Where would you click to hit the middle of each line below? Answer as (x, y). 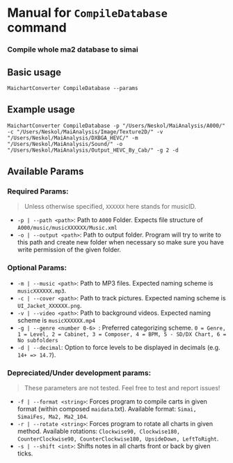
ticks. (25, 454)
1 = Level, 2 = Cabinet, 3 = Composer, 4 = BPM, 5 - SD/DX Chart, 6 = (122, 334)
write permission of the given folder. (69, 250)
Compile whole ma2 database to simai (73, 50)
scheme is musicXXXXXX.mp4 (56, 320)
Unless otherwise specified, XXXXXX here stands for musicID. (110, 207)
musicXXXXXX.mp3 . (42, 291)
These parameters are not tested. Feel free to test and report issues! (122, 388)
